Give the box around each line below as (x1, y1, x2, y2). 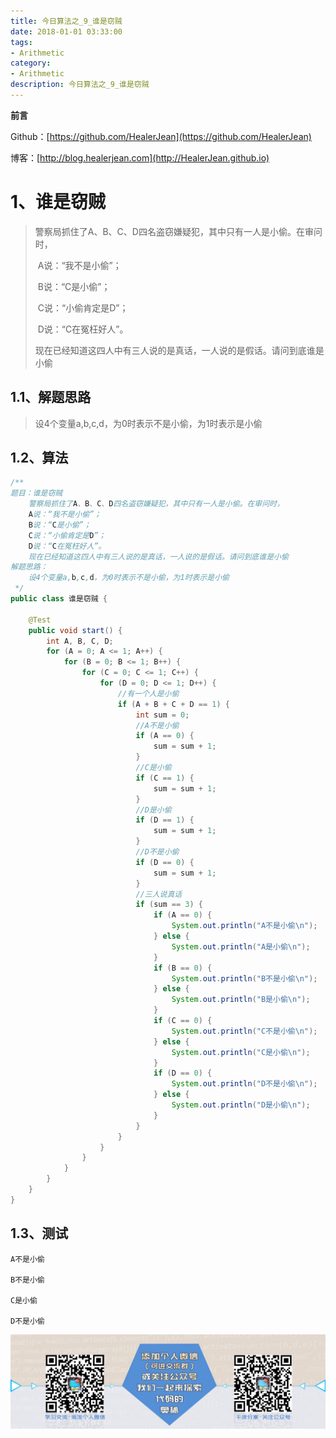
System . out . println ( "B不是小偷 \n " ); (171, 973, 318, 984)
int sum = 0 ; (135, 710, 190, 720)
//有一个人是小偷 (117, 688, 180, 699)
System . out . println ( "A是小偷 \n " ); (171, 941, 311, 952)
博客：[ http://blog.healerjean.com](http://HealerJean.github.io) (10, 151, 270, 164)
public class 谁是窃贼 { (10, 594, 108, 604)
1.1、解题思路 (10, 389, 92, 406)
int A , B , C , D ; (46, 636, 114, 646)
